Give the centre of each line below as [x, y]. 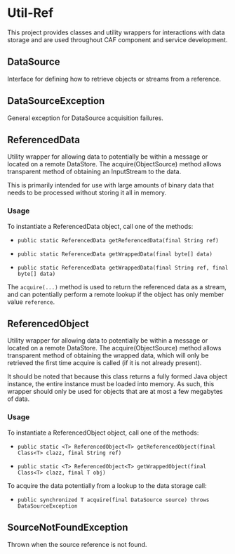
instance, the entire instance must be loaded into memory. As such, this [111, 384]
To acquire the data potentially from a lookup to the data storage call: [107, 485]
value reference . [31, 302]
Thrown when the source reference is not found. [77, 544]
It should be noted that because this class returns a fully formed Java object [117, 376]
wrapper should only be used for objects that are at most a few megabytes [115, 392]
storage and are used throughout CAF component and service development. [117, 39]
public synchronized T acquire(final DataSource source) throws [113, 500]
